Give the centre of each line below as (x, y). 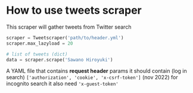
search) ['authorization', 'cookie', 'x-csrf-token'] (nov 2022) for (92, 77)
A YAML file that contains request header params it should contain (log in (96, 71)
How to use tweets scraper (74, 10)
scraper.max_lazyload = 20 (40, 43)
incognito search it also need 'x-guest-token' (63, 83)
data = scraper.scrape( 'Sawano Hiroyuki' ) (60, 60)
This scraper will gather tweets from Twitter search (69, 27)
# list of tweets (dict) (37, 54)
